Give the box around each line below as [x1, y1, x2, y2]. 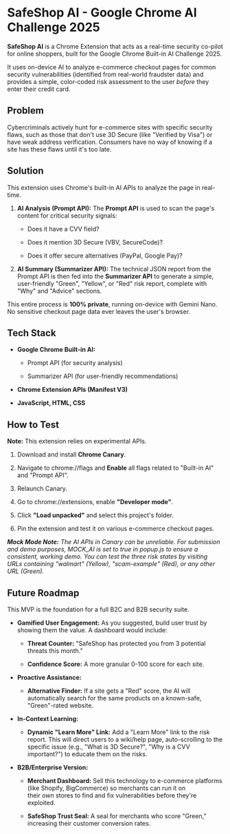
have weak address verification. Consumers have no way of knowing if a [7, 138, 213, 146]
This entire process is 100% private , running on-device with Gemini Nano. [7, 300, 218, 308]
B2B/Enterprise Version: [16, 763, 89, 771]
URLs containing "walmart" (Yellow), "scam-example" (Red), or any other [7, 560, 216, 568]
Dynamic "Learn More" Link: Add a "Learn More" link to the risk [27, 728, 211, 736]
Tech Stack [7, 327, 56, 339]
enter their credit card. [7, 85, 71, 93]
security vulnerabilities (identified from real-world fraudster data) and [7, 70, 204, 79]
